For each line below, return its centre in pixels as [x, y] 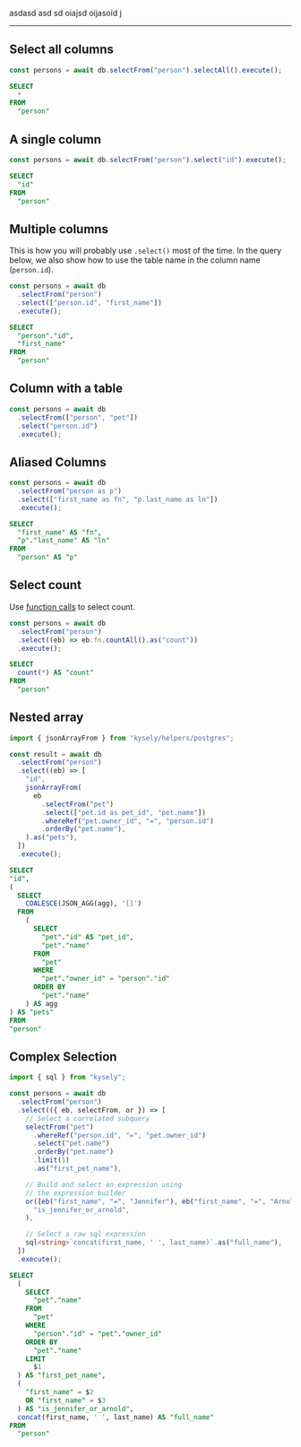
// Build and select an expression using [103, 1184]
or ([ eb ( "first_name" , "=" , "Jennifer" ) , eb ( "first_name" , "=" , [146, 1201]
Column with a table [66, 389]
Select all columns [62, 50]
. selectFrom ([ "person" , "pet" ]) [78, 417]
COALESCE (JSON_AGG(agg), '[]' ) [84, 904]
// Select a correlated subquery [88, 1118]
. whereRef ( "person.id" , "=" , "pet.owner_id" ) [119, 1135]
